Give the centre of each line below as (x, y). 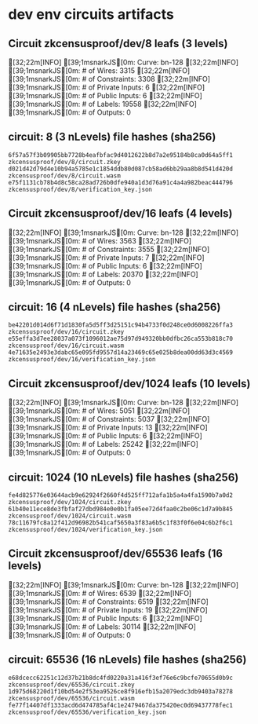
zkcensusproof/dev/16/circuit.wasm (66, 346)
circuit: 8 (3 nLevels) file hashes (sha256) (112, 137)
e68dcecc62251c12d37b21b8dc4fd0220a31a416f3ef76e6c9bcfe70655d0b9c (121, 678)
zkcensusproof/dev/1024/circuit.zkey (70, 503)
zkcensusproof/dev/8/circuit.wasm (65, 176)
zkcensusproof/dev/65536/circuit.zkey (71, 685)
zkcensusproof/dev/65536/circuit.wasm (71, 698)
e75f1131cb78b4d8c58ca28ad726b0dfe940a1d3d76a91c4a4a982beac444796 (121, 182)
